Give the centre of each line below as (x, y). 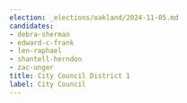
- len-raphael (36, 51)
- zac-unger (31, 68)
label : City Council (48, 84)
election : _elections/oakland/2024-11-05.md (94, 17)
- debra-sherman (40, 34)
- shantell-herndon (46, 59)
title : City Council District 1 (70, 76)
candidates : (31, 26)
